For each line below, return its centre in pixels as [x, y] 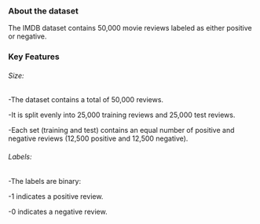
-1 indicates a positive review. [56, 196]
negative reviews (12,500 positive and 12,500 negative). [98, 138]
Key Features [34, 57]
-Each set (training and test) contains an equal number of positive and [121, 130]
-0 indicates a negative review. [58, 211]
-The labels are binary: [45, 181]
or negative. [27, 36]
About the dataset [43, 11]
